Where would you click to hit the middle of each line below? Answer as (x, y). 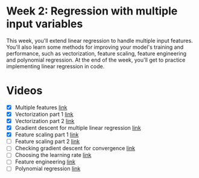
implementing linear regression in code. (55, 66)
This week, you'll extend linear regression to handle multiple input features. (99, 40)
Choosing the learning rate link (53, 155)
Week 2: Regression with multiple (92, 11)
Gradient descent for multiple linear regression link (78, 128)
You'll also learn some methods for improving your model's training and (95, 47)
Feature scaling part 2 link (47, 141)
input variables (45, 24)
